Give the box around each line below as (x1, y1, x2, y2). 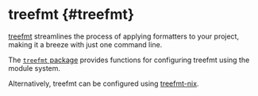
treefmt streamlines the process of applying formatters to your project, (8, 31, 240, 41)
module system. (8, 63, 61, 72)
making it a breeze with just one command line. (8, 39, 163, 49)
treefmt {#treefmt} (8, 6, 135, 24)
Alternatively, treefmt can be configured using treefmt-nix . (8, 79, 199, 88)
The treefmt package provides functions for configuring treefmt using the (8, 55, 250, 65)
